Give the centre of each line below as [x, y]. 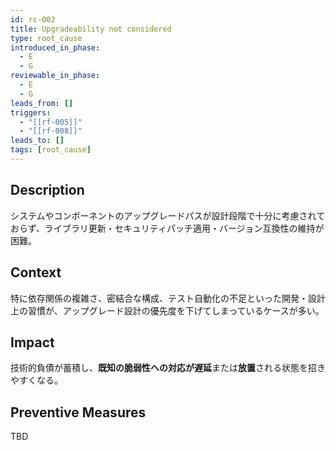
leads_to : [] [37, 141]
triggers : [31, 112]
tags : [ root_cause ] [51, 150]
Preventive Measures [78, 412]
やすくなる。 [36, 380]
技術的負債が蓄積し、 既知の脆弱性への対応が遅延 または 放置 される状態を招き [168, 368]
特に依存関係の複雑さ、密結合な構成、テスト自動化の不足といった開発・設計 [168, 298]
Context [36, 272]
